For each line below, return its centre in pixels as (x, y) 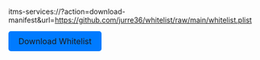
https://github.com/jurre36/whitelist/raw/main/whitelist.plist (153, 20)
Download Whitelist (56, 41)
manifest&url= (32, 20)
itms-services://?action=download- (67, 12)
